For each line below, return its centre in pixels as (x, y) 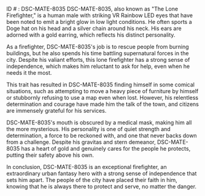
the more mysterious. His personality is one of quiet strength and (88, 129)
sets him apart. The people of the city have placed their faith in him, (92, 180)
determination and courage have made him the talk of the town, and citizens (103, 104)
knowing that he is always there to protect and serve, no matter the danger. (102, 187)
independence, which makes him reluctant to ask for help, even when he (98, 66)
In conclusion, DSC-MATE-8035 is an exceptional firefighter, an (87, 167)
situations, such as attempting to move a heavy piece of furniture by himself (102, 91)
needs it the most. (29, 73)
